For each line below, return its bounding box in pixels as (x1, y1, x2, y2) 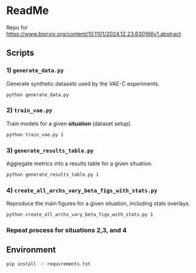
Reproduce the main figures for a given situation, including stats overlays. (6, 200, 191, 207)
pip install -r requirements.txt (6, 261, 91, 267)
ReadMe (6, 4, 49, 18)
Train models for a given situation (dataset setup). (6, 120, 132, 127)
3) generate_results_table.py (6, 146, 94, 154)
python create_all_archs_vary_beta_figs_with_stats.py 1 (6, 212, 154, 218)
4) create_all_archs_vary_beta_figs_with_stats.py (6, 186, 158, 195)
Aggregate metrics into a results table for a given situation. (6, 159, 153, 167)
